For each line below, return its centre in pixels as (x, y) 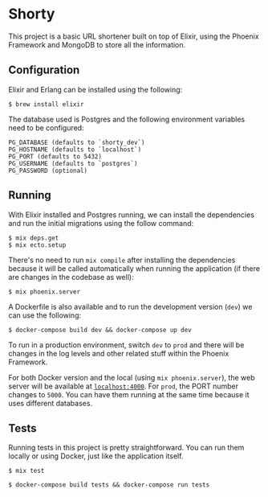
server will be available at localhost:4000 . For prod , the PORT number (124, 386)
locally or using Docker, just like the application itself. (96, 456)
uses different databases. (51, 403)
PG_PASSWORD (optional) (48, 170)
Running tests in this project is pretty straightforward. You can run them (126, 448)
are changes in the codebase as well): (71, 277)
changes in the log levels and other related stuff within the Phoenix (119, 353)
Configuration (44, 70)
